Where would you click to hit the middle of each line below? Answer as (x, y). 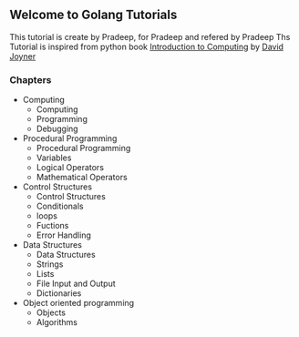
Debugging (57, 129)
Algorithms (57, 322)
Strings (50, 264)
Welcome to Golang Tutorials (93, 15)
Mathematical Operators (82, 178)
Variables (54, 158)
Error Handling (63, 235)
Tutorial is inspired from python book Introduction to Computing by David (147, 46)
